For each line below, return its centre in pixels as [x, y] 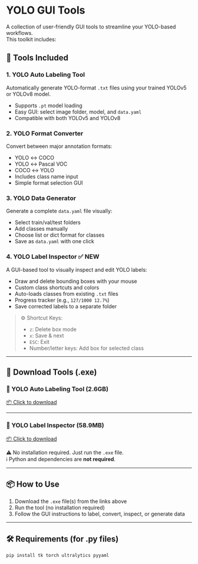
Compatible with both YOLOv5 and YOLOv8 [67, 118]
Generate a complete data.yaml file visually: [59, 211]
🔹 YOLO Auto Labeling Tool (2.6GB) [57, 389]
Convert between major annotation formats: [59, 146]
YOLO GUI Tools [46, 10]
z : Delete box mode [53, 329]
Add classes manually [41, 229]
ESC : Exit [39, 341]
